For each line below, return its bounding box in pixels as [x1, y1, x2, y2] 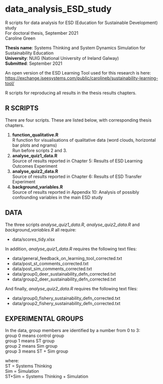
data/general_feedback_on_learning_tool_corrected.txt [12, 255, 122, 261]
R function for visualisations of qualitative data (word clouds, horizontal [12, 137, 156, 143]
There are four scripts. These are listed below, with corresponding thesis [5, 117, 152, 123]
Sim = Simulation [5, 368, 39, 374]
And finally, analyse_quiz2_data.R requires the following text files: [5, 285, 138, 291]
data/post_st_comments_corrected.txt [12, 260, 89, 266]
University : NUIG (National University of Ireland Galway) [5, 55, 119, 61]
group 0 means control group [5, 333, 65, 339]
